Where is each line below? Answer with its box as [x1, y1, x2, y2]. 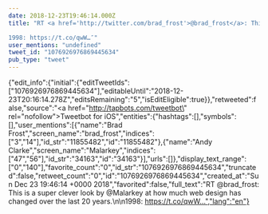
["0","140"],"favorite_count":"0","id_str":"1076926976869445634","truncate [8, 163, 257, 172]
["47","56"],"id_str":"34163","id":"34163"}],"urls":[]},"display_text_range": [8, 154, 247, 164]
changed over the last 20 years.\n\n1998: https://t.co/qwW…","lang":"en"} [8, 196, 250, 206]
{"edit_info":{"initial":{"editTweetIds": [8, 77, 130, 87]
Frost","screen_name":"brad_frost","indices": [8, 129, 156, 138]
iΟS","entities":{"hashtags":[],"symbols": [104, 112, 237, 121]
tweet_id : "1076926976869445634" [8, 49, 120, 57]
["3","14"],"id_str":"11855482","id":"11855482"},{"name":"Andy [8, 137, 213, 146]
